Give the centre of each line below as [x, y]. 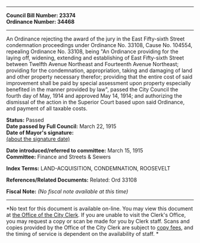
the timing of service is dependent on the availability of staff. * [82, 234]
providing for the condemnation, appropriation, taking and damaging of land [99, 70]
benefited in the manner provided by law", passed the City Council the [92, 89]
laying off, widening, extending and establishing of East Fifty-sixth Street [95, 58]
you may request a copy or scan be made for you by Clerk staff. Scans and [98, 221]
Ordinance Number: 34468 [40, 22]
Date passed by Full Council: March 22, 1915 [61, 126]
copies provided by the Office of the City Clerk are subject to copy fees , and [100, 228]
